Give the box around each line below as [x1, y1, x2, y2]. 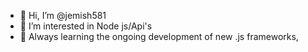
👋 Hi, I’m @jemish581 [19, 10, 107, 21]
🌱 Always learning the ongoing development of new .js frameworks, [19, 31, 299, 42]
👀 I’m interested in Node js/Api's [19, 20, 153, 32]
